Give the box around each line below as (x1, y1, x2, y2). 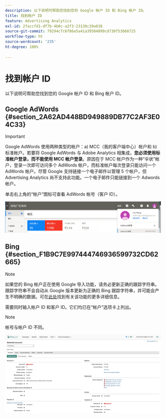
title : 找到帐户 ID (5, 13, 42, 18)
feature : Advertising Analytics (5, 18, 72, 23)
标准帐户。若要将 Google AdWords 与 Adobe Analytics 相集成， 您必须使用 (5, 150, 156, 156)
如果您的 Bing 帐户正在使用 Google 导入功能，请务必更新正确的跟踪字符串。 (5, 281, 160, 287)
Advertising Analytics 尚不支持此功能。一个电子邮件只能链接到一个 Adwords (5, 174, 160, 180)
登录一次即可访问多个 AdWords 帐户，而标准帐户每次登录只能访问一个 (13, 162, 157, 168)
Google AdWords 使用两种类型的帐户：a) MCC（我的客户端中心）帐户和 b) (5, 144, 157, 150)
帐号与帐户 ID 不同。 (5, 324, 47, 330)
